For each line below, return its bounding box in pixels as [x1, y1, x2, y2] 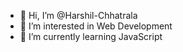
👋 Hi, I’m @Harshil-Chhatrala [19, 10, 138, 21]
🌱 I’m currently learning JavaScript [19, 31, 163, 42]
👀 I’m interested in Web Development [19, 20, 173, 32]
